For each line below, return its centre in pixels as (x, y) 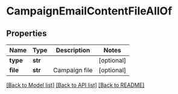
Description (73, 50)
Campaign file (73, 70)
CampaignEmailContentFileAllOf (89, 11)
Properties (27, 33)
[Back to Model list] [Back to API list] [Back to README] (75, 85)
